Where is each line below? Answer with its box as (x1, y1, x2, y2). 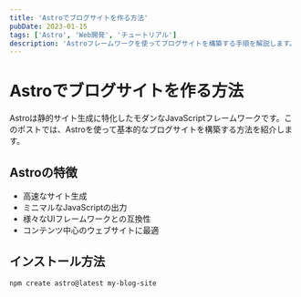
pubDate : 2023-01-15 (9, 22, 88, 31)
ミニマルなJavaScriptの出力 (22, 202, 128, 212)
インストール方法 (9, 254, 106, 270)
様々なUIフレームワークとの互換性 (22, 213, 151, 224)
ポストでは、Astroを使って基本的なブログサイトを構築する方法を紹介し (16, 124, 285, 135)
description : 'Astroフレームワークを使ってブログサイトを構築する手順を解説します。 (9, 38, 296, 48)
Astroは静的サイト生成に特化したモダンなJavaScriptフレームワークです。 (9, 113, 285, 124)
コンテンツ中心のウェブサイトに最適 (22, 225, 160, 235)
